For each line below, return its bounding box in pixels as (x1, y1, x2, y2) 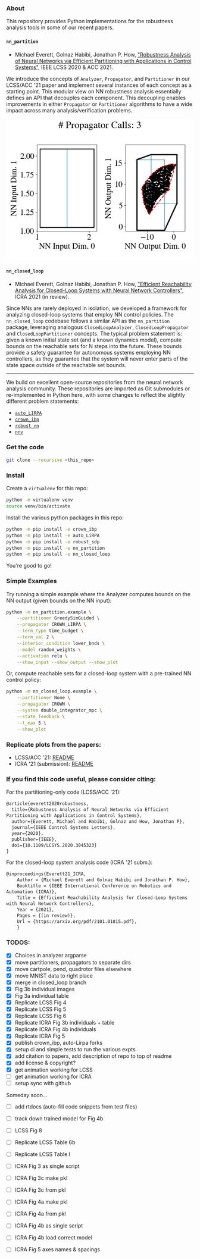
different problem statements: (6, 397, 79, 405)
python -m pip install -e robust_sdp (6, 538, 100, 545)
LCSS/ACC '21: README (14, 754, 74, 761)
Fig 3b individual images (14, 985, 75, 992)
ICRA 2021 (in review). (14, 293, 70, 300)
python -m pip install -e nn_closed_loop (6, 552, 111, 558)
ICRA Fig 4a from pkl (14, 1210, 66, 1217)
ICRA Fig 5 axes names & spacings (14, 1246, 100, 1253)
